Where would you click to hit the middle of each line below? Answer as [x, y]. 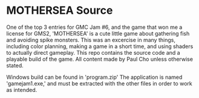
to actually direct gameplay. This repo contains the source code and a [93, 52]
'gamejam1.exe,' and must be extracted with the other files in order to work [99, 83]
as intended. [22, 90]
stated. [15, 65]
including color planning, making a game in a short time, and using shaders [100, 46]
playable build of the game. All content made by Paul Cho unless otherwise [100, 59]
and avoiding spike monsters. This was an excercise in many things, [91, 40]
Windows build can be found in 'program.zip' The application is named [94, 77]
